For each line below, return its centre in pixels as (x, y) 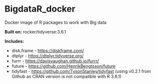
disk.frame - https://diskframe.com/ (48, 50)
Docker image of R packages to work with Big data (56, 22)
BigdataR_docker (40, 9)
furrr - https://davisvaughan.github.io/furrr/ (55, 61)
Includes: (14, 41)
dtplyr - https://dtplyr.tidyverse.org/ (48, 56)
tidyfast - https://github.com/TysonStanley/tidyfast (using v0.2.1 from (81, 71)
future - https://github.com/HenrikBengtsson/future (64, 66)
